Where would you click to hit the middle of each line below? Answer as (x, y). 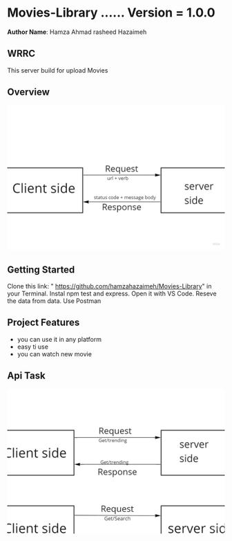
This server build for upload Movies (58, 70)
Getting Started (41, 269)
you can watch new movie (54, 354)
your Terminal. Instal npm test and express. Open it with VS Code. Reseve (112, 294)
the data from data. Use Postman (54, 301)
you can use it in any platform (59, 339)
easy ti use (32, 347)
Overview (29, 92)
